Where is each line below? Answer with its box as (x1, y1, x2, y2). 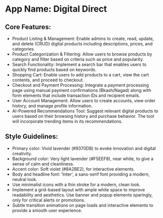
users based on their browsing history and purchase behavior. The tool (12, 113, 154, 119)
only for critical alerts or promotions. (12, 197, 86, 203)
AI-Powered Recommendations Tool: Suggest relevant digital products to (12, 108, 159, 114)
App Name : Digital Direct (5, 3, 107, 15)
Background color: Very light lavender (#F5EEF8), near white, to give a (12, 156, 154, 162)
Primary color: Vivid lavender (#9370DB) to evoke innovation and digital (12, 145, 156, 151)
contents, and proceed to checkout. (12, 77, 84, 83)
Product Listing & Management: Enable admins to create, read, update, (12, 36, 154, 41)
